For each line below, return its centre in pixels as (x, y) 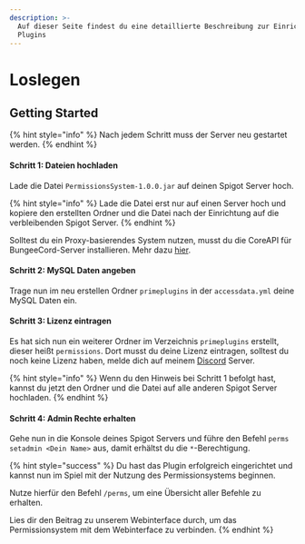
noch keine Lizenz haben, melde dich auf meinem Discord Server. (133, 361)
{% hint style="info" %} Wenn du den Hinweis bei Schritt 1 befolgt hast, (143, 378)
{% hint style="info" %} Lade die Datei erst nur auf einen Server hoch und (148, 203)
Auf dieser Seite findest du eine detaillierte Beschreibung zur (144, 26)
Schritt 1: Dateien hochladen (64, 165)
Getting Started (54, 113)
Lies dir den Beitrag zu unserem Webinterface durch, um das (123, 520)
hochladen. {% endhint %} (59, 397)
